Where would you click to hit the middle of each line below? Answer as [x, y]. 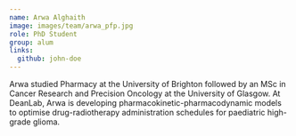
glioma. [46, 122]
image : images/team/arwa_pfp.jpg [71, 26]
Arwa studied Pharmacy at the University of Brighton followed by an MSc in [148, 84]
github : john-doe [49, 59]
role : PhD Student [43, 34]
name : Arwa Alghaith [48, 17]
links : [21, 51]
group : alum [31, 42]
